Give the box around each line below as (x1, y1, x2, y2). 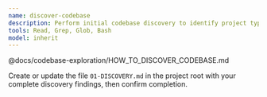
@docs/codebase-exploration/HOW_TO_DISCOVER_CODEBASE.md (8, 56, 230, 65)
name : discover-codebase (8, 11, 91, 20)
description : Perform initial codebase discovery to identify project (8, 19, 247, 27)
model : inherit (8, 33, 59, 42)
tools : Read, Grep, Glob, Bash (8, 26, 112, 34)
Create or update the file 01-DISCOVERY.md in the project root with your (8, 71, 236, 80)
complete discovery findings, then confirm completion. (8, 80, 188, 89)
